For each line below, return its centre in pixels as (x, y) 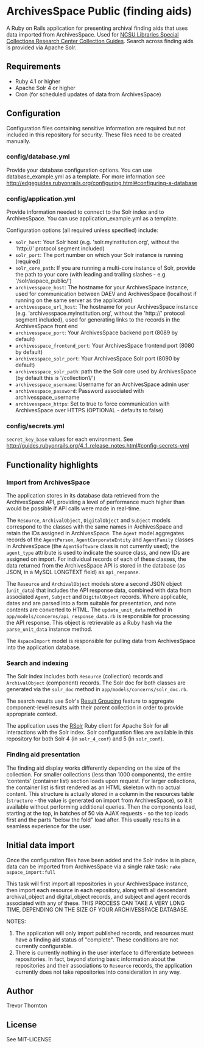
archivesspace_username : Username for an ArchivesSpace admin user (102, 384)
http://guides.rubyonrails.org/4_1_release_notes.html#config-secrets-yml (98, 446)
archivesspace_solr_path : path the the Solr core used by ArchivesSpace (106, 371)
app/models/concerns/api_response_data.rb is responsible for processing (98, 616)
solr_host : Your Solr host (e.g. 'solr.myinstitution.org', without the (97, 242)
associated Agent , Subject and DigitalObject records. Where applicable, (97, 597)
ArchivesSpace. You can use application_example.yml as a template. (92, 219)
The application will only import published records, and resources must (104, 933)
